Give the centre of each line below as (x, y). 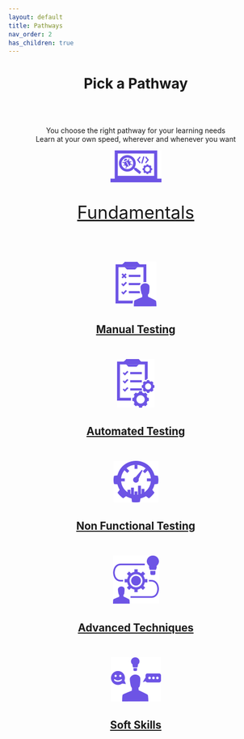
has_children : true (41, 43)
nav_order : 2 (30, 34)
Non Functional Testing (136, 526)
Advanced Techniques (136, 628)
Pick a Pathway (136, 84)
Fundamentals (136, 212)
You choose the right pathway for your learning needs (136, 130)
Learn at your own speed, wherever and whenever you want (136, 139)
